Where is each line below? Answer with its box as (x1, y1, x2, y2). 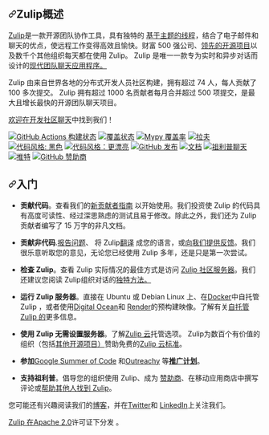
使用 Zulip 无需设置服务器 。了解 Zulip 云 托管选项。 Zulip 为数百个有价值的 (19, 328, 261, 339)
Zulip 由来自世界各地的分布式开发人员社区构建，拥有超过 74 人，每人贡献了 (8, 77, 257, 87)
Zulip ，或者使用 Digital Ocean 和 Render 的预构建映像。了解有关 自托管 (19, 302, 250, 311)
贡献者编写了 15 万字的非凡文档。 (19, 220, 130, 230)
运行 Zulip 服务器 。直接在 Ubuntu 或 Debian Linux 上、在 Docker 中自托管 (19, 291, 260, 301)
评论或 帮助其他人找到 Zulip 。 (19, 383, 116, 392)
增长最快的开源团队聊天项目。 (22, 97, 121, 107)
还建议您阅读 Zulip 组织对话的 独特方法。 (19, 274, 152, 284)
